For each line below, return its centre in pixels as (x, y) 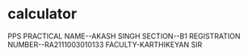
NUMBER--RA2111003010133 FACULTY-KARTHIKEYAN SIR (105, 44)
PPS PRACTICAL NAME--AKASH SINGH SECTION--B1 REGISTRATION (124, 36)
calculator (42, 14)
